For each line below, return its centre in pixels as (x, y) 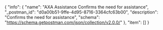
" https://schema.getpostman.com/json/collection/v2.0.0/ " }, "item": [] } (77, 22)
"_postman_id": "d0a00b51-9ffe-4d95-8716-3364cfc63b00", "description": (81, 12)
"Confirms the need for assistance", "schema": (52, 17)
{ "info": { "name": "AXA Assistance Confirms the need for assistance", (77, 7)
